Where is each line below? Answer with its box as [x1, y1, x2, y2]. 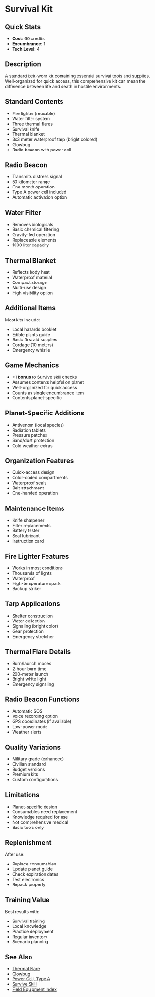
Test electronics [12, 876, 45, 882]
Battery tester [12, 527, 40, 534]
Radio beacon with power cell [12, 147, 72, 152]
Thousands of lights [12, 570, 52, 576]
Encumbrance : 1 [12, 41, 46, 47]
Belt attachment [12, 485, 44, 491]
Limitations [5, 790, 40, 799]
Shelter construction [12, 613, 53, 619]
